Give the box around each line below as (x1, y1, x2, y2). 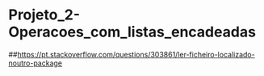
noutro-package (8, 58, 63, 68)
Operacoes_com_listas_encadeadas (8, 23, 257, 41)
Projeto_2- (8, 6, 81, 24)
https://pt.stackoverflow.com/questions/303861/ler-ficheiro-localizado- (17, 49, 256, 59)
